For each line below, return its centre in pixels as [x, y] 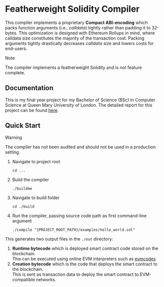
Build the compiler [30, 179]
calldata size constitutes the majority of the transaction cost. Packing [75, 38]
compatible [23, 279]
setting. [13, 152]
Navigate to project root [36, 161]
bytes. [12, 33]
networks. [46, 279]
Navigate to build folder [36, 198]
